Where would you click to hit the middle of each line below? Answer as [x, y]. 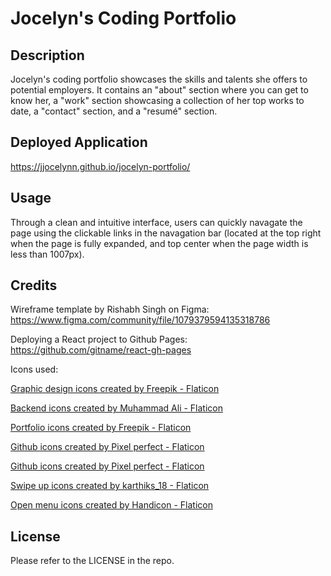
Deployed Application [79, 142]
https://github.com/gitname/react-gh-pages [101, 350]
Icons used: [34, 369]
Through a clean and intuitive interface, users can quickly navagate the [156, 222]
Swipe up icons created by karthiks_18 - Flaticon [110, 486]
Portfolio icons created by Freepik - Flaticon [101, 428]
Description [47, 55]
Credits [34, 285]
